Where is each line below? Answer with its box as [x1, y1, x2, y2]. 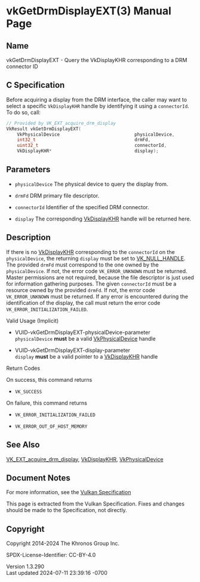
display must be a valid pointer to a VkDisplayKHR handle [14, 353, 158, 360]
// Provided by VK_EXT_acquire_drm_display [6, 120, 116, 126]
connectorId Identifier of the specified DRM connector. [14, 203, 149, 210]
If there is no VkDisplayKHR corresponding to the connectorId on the [6, 248, 175, 255]
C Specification [6, 80, 65, 90]
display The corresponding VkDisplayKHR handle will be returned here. [14, 215, 192, 222]
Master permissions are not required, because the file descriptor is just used [6, 274, 194, 281]
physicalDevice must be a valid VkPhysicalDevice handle [14, 335, 156, 342]
